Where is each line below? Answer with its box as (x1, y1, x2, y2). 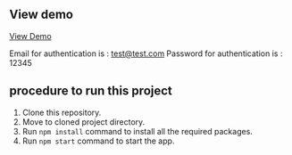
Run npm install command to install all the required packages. (21, 126, 253, 136)
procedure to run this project (9, 84, 172, 99)
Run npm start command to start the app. (21, 135, 175, 146)
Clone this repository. (21, 107, 102, 118)
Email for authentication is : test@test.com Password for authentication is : (9, 48, 283, 59)
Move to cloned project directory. (21, 116, 146, 127)
